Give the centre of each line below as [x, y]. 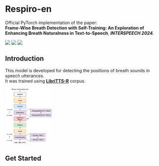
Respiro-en [28, 9]
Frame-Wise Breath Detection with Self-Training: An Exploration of [75, 28]
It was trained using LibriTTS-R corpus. [45, 81]
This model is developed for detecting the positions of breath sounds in [78, 70]
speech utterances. [25, 76]
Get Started [23, 158]
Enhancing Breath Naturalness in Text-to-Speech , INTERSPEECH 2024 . [79, 33]
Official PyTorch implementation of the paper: [51, 23]
